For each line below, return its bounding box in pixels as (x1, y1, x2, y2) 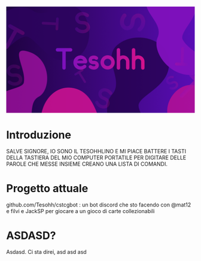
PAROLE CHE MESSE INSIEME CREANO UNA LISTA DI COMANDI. (6, 160, 167, 168)
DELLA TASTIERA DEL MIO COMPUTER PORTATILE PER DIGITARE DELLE (6, 154, 187, 162)
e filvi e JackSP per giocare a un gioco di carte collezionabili (6, 208, 155, 215)
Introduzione (6, 128, 72, 141)
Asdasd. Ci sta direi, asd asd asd (6, 248, 87, 256)
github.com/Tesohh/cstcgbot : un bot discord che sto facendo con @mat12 (6, 201, 191, 208)
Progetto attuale (6, 181, 89, 195)
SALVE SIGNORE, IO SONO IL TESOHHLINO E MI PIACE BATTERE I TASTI (6, 148, 187, 155)
